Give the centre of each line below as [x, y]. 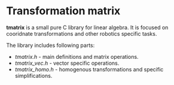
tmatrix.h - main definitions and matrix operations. [77, 56]
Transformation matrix [63, 11]
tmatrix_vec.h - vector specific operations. [67, 63]
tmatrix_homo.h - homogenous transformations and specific [89, 69]
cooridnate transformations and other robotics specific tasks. [82, 33]
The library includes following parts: [51, 45]
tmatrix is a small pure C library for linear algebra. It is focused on [87, 27]
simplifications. [33, 75]
